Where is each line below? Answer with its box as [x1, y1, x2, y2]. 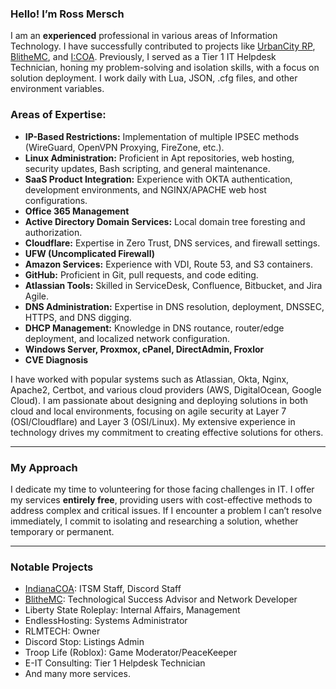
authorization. [24, 226, 83, 238]
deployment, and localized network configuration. [24, 332, 230, 344]
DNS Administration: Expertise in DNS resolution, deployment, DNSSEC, [24, 300, 325, 312]
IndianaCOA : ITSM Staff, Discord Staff [24, 583, 182, 595]
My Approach [10, 460, 78, 474]
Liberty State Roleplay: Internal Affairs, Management [24, 604, 241, 616]
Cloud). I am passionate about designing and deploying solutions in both [10, 394, 309, 406]
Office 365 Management [24, 205, 130, 217]
